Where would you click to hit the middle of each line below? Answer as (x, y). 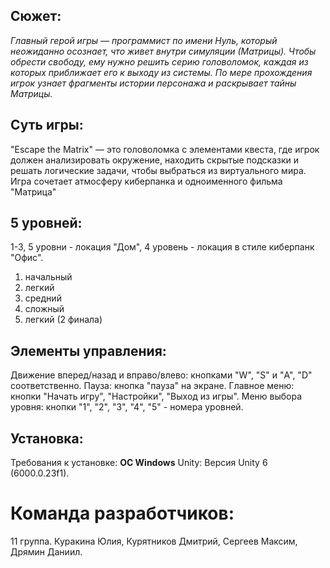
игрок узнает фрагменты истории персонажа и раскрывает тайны (153, 83)
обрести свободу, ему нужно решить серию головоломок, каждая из (159, 61)
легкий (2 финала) (63, 320)
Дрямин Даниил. (46, 552)
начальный (48, 277)
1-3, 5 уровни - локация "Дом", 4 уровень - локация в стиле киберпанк (162, 247)
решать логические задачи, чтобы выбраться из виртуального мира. (158, 170)
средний (43, 298)
